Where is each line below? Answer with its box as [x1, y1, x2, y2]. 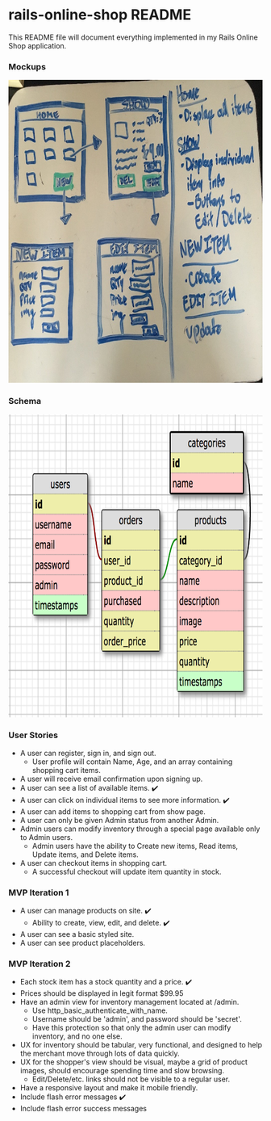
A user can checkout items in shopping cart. [19, 858, 168, 867]
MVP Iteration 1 [8, 887, 69, 898]
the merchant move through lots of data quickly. [19, 1048, 180, 1059]
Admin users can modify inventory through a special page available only [19, 824, 261, 833]
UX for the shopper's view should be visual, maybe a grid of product [19, 1057, 248, 1067]
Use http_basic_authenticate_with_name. [31, 1006, 168, 1015]
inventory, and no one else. [31, 1031, 123, 1041]
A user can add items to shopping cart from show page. [19, 806, 206, 817]
